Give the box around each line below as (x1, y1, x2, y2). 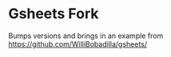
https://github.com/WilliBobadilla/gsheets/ (8, 39, 148, 48)
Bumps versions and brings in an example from (8, 31, 164, 40)
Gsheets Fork (8, 5, 99, 23)
